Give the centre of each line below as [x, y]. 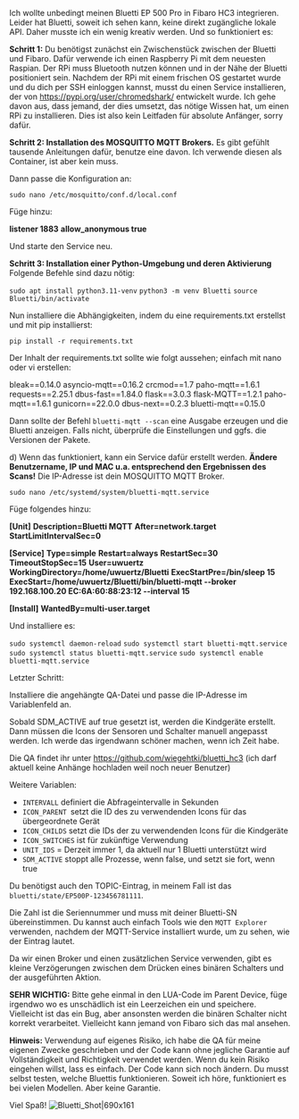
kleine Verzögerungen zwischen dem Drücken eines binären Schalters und [146, 968]
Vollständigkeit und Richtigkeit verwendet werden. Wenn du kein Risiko [140, 1059]
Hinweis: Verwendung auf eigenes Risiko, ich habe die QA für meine [135, 1040]
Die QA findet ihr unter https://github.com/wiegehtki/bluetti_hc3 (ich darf [143, 758]
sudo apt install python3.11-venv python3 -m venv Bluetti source [133, 291]
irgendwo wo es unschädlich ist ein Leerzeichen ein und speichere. [133, 1004]
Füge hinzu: [31, 212]
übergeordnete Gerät [61, 821]
